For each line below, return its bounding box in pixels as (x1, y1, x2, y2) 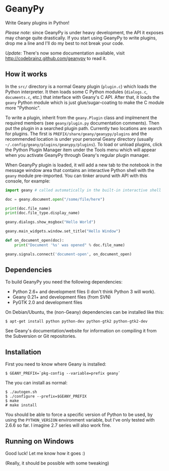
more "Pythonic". (5, 104, 41, 111)
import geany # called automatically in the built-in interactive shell (5, 188, 161, 193)
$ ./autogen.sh (5, 389, 37, 395)
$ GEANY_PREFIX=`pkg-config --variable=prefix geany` (5, 371, 121, 376)
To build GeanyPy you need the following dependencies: (5, 279, 123, 285)
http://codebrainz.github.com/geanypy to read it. (5, 55, 107, 61)
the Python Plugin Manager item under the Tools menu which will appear (5, 147, 156, 153)
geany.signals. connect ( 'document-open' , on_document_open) (5, 252, 132, 257)
